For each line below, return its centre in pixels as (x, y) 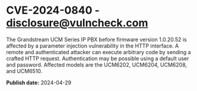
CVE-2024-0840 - (53, 10)
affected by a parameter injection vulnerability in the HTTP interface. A (93, 46)
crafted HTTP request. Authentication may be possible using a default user (98, 58)
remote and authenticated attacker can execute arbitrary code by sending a (99, 52)
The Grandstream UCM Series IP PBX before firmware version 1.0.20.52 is (96, 39)
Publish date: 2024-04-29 (39, 82)
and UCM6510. (24, 71)
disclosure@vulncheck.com (77, 23)
